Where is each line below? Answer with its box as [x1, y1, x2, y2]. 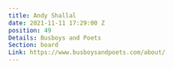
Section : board [8, 41, 59, 49]
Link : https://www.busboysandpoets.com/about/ [8, 48, 166, 56]
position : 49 [8, 26, 52, 34]
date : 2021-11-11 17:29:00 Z [8, 19, 105, 27]
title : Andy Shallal [8, 11, 77, 20]
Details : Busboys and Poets [8, 33, 102, 42]
